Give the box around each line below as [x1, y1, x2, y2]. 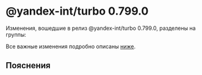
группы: [5, 30, 27, 38]
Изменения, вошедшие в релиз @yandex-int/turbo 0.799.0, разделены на [5, 24, 196, 32]
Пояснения [5, 60, 51, 71]
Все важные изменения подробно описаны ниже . [5, 43, 135, 50]
